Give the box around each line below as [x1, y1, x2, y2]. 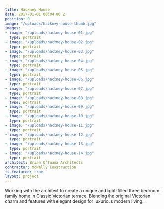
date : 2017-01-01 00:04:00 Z [5, 12, 65, 17]
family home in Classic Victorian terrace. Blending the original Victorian [5, 193, 151, 199]
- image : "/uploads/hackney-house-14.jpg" [5, 151, 94, 156]
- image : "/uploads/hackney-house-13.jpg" [5, 141, 94, 147]
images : [5, 26, 21, 31]
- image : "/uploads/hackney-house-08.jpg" [5, 95, 94, 100]
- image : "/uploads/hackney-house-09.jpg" [5, 104, 94, 109]
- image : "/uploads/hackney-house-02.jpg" [5, 40, 94, 45]
